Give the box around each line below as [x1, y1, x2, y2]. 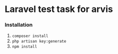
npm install [12, 44, 37, 49]
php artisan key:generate [12, 39, 66, 44]
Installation [5, 21, 33, 28]
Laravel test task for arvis [5, 3, 113, 15]
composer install [12, 33, 49, 38]
